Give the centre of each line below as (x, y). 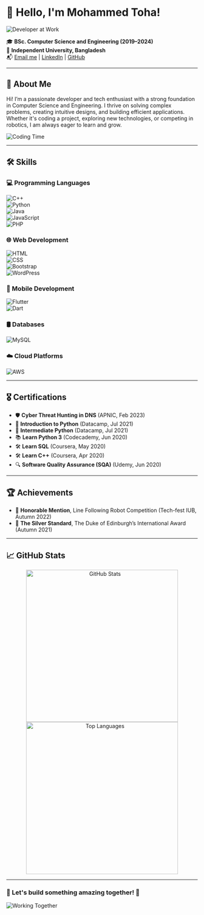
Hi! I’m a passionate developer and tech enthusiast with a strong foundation (101, 99)
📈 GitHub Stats (36, 556)
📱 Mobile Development (40, 289)
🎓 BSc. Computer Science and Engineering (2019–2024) (80, 41)
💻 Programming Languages (48, 183)
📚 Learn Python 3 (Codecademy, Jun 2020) (71, 437)
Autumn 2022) (33, 517)
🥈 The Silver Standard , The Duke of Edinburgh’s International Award (100, 524)
